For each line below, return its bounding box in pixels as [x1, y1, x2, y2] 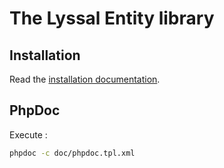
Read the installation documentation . [9, 73, 161, 85]
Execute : [9, 128, 48, 141]
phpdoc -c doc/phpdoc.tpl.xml [9, 148, 136, 158]
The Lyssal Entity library [9, 7, 215, 30]
